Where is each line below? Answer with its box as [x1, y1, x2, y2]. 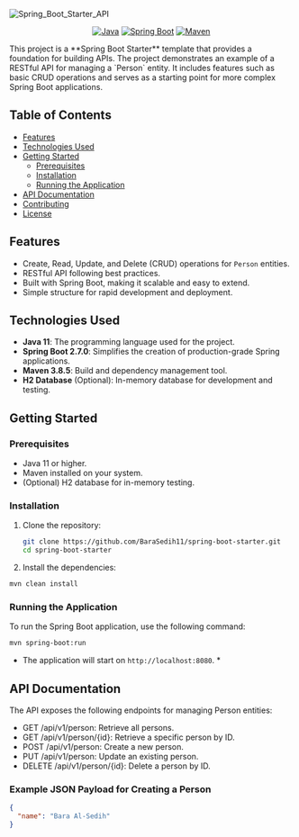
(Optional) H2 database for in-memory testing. [22, 477, 195, 488]
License [22, 208, 52, 219]
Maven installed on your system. [22, 468, 143, 479]
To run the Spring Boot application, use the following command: [9, 621, 246, 632]
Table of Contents [9, 108, 113, 123]
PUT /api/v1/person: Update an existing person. [22, 751, 199, 762]
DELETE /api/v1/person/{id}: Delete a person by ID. [22, 760, 212, 771]
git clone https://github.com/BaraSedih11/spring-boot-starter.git [22, 537, 281, 546]
